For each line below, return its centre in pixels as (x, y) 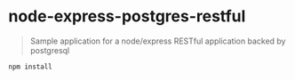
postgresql (50, 50)
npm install (30, 67)
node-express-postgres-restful (127, 16)
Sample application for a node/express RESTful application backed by (158, 41)
